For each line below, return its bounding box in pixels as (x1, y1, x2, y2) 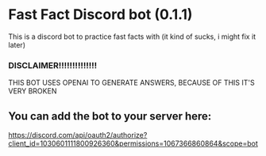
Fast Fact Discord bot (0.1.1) (8, 6, 193, 24)
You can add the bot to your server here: (8, 109, 212, 123)
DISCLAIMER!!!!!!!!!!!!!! (8, 59, 98, 70)
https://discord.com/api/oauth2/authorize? (8, 131, 148, 140)
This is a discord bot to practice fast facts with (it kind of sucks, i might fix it (8, 32, 256, 41)
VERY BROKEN (8, 86, 57, 96)
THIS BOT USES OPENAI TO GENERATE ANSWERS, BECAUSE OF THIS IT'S (8, 78, 256, 88)
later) (8, 40, 26, 49)
